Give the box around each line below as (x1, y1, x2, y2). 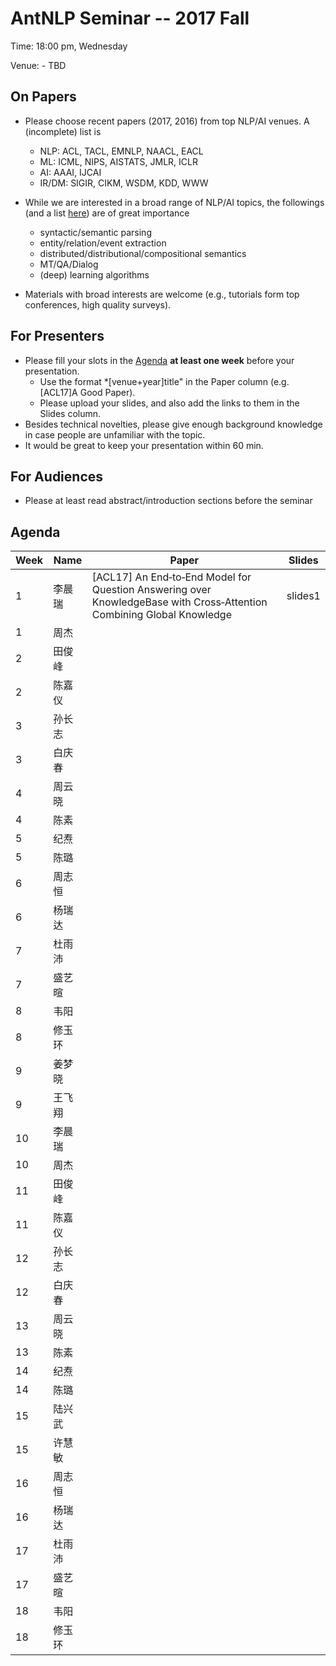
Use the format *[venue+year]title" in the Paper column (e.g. (39, 375, 290, 387)
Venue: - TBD (10, 59, 67, 71)
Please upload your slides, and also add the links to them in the (39, 397, 300, 409)
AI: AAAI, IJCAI (39, 166, 102, 178)
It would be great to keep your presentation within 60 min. (24, 439, 264, 451)
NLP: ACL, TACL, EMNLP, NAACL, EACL (39, 145, 204, 157)
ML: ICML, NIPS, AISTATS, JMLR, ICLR (39, 155, 198, 167)
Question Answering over (91, 583, 212, 597)
